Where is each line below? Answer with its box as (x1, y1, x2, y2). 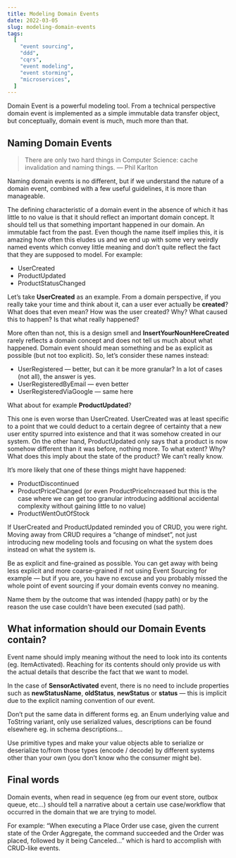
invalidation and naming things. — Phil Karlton (24, 163, 159, 172)
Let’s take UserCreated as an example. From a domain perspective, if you (7, 293, 221, 301)
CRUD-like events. (7, 843, 61, 852)
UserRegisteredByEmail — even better (17, 380, 129, 388)
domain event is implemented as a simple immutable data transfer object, (7, 109, 220, 118)
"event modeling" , (20, 63, 74, 70)
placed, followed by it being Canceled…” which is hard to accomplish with (7, 836, 222, 845)
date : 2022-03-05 (7, 17, 58, 24)
